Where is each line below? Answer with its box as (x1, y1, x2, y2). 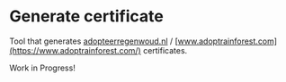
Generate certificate (9, 6, 164, 27)
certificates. (142, 45, 188, 55)
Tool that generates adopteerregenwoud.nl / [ (9, 36, 178, 46)
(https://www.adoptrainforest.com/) (9, 45, 141, 55)
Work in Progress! (9, 62, 76, 73)
